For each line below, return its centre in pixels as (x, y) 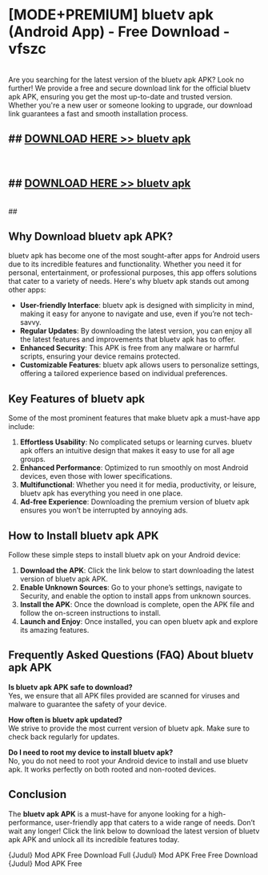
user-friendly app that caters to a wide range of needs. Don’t (155, 822)
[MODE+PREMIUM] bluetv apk (111, 15)
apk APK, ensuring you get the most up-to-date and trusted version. (121, 96)
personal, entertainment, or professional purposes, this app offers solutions (133, 273)
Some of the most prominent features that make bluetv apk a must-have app (134, 418)
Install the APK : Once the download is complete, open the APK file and (137, 604)
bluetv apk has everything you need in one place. (101, 493)
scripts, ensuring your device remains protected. (100, 356)
